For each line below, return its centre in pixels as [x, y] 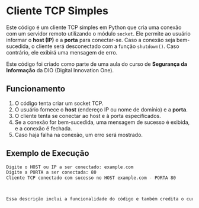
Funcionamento [36, 89]
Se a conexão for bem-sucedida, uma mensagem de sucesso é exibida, [102, 122]
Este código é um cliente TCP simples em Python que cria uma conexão [94, 27]
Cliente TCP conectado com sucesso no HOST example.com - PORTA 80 [91, 178]
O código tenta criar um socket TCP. [59, 103]
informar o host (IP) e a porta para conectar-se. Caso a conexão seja [91, 40]
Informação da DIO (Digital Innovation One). [60, 70]
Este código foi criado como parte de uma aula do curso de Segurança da [97, 64]
